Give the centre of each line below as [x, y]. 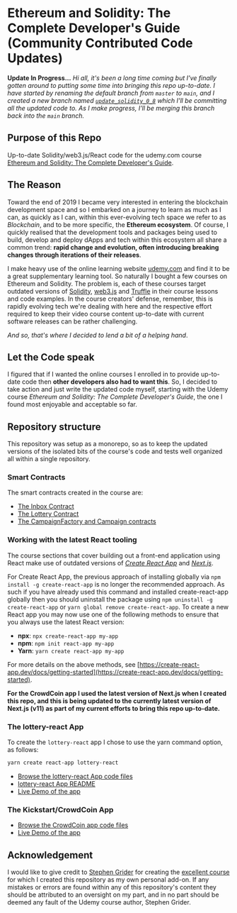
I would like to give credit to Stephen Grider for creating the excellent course [118, 872]
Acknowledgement [50, 855]
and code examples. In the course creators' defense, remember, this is [110, 299]
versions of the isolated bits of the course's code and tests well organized [115, 451]
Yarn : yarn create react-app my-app [71, 651]
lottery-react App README [56, 784]
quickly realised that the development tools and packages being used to [112, 232]
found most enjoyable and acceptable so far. [73, 404]
